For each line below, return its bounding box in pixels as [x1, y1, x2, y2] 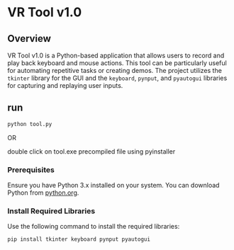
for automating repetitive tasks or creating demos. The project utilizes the [7, 67, 222, 74]
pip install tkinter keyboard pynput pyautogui [7, 236, 151, 243]
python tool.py [7, 120, 52, 127]
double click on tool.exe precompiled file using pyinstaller [7, 147, 176, 156]
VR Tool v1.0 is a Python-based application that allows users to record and [7, 51, 225, 59]
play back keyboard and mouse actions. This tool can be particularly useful [7, 59, 227, 67]
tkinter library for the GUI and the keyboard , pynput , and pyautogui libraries [7, 74, 228, 82]
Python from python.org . [7, 188, 79, 197]
